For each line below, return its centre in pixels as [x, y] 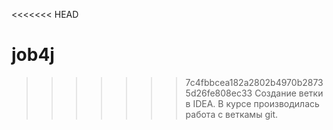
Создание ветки [289, 93]
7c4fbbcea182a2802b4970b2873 [254, 82]
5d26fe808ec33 [219, 93]
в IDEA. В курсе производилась [252, 103]
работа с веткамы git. [231, 114]
